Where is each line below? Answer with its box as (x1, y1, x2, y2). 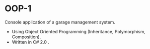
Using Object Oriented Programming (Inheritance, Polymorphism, (11, 28, 146, 34)
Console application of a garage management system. (4, 19, 115, 25)
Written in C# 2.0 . (11, 39, 49, 45)
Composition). (11, 34, 41, 40)
